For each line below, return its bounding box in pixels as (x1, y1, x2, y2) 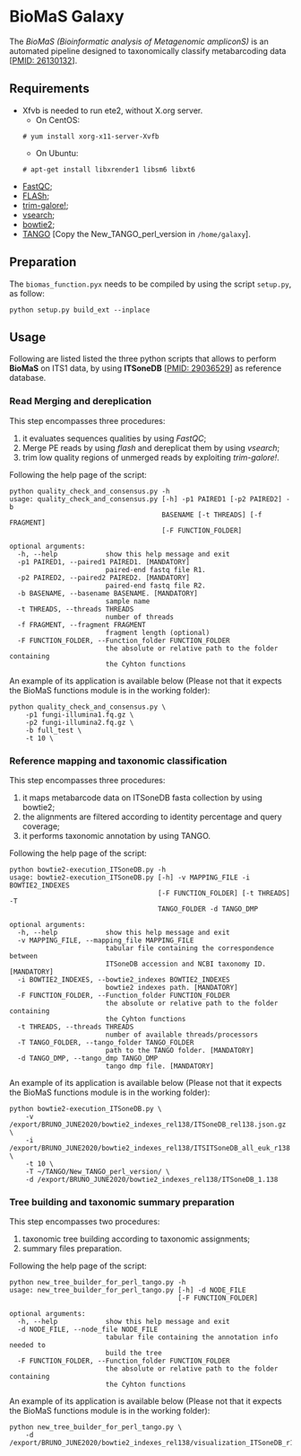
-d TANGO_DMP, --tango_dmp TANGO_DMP (17, 1054, 159, 1063)
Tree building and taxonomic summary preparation (9, 1196, 236, 1208)
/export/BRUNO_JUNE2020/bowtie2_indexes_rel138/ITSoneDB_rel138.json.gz (9, 1120, 287, 1129)
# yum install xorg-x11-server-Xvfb (21, 132, 159, 141)
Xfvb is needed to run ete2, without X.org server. (21, 105, 203, 116)
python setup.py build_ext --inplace (9, 305, 150, 314)
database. (9, 373, 47, 384)
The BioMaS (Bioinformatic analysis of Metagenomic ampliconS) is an (9, 36, 269, 47)
